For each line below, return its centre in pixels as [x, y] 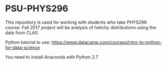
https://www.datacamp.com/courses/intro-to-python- [107, 42]
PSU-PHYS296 [37, 9]
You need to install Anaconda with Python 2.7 [52, 57]
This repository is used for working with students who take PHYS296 [76, 22]
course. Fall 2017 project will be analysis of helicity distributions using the [81, 27]
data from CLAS [22, 32]
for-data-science [23, 47]
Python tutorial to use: [28, 42]
